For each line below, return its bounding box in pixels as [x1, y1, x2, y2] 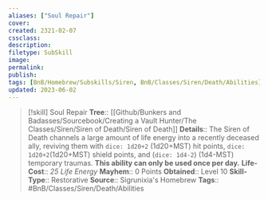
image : [8, 57, 30, 65]
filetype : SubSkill [8, 49, 73, 57]
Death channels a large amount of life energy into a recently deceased [27, 133, 259, 143]
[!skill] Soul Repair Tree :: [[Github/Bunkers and [27, 108, 182, 117]
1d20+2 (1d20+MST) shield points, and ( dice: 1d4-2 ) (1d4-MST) [27, 150, 235, 159]
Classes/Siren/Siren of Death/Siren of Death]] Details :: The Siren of [27, 124, 250, 134]
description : [8, 41, 52, 49]
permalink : [8, 64, 45, 72]
